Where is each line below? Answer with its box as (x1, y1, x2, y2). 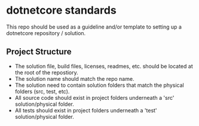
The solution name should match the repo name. (14, 75, 134, 82)
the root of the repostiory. (14, 69, 79, 76)
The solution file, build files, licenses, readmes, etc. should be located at (14, 62, 193, 70)
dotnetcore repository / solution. (6, 29, 86, 36)
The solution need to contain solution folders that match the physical (14, 81, 184, 89)
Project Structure (6, 47, 72, 57)
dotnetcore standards (6, 4, 117, 17)
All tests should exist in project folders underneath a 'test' (14, 106, 157, 114)
